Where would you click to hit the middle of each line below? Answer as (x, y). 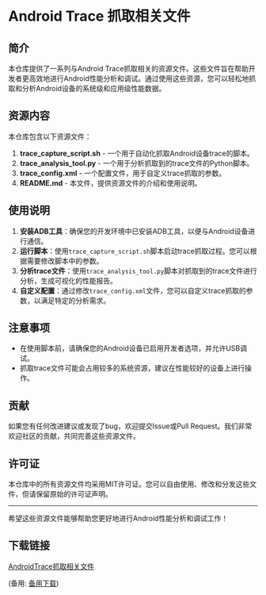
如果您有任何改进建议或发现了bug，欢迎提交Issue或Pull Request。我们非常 (130, 426)
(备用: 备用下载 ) (34, 583)
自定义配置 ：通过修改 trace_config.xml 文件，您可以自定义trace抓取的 (133, 290)
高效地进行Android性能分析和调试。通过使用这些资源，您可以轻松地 (139, 79)
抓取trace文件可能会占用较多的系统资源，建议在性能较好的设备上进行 (132, 368)
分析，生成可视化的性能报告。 (68, 280)
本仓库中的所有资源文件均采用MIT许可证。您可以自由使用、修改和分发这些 (129, 484)
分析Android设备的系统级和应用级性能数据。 (94, 88)
